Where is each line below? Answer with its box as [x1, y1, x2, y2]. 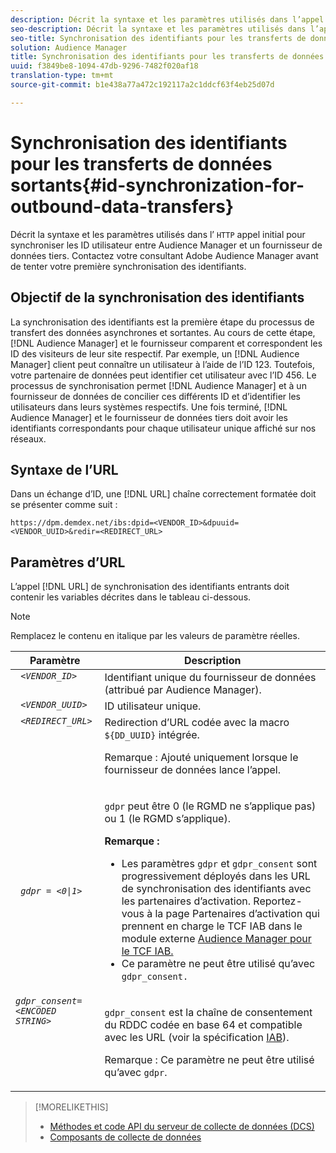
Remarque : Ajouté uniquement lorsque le [104, 751, 299, 765]
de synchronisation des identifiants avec [121, 882, 312, 896]
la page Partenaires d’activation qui [154, 907, 320, 921]
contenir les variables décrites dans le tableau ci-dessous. [10, 591, 252, 603]
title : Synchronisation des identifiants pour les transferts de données [10, 52, 325, 62]
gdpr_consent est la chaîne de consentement [104, 1006, 313, 1020]
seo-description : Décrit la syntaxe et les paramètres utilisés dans [10, 24, 307, 34]
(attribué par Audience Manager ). [104, 683, 262, 697]
